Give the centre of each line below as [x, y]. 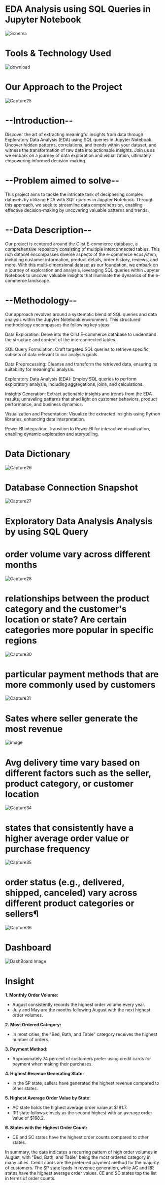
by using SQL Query [47, 531]
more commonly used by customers [81, 685]
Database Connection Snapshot [72, 487]
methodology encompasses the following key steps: [58, 324]
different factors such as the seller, [78, 773]
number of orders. [31, 1040]
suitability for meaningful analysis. [40, 369]
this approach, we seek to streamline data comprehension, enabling [74, 205]
